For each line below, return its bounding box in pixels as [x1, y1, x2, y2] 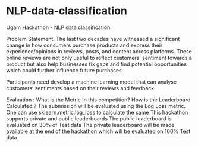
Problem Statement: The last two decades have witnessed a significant [6, 35, 180, 42]
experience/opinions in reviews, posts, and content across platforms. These [6, 47, 192, 55]
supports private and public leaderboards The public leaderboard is [6, 115, 172, 122]
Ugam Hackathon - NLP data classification [6, 24, 111, 31]
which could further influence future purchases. [6, 66, 124, 74]
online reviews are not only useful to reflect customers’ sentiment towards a [6, 54, 192, 61]
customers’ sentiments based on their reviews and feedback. [6, 84, 156, 91]
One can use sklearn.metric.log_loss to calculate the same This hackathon [6, 109, 188, 116]
